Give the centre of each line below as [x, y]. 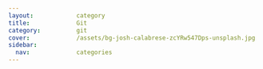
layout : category [57, 15]
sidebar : [23, 45]
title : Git [48, 23]
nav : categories [64, 52]
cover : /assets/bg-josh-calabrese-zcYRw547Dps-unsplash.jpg [132, 38]
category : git [48, 30]
